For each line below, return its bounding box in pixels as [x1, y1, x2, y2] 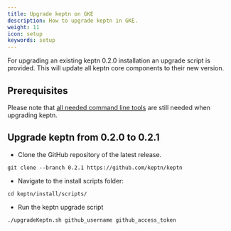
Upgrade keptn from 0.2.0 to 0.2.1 [7, 131, 160, 144]
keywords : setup [7, 37, 55, 44]
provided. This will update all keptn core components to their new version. [7, 64, 225, 72]
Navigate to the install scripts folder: [17, 176, 124, 185]
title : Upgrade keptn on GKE [7, 10, 94, 18]
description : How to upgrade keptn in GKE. [7, 17, 139, 24]
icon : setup [7, 30, 43, 38]
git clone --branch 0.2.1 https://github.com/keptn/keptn [7, 164, 183, 171]
